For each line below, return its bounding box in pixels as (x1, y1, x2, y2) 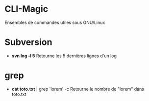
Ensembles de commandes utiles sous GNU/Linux (4, 20, 105, 25)
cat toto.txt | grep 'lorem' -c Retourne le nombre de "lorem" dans (11, 86, 145, 92)
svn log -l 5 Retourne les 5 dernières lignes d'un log (11, 53, 117, 59)
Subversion (4, 37, 52, 48)
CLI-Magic (4, 3, 49, 15)
